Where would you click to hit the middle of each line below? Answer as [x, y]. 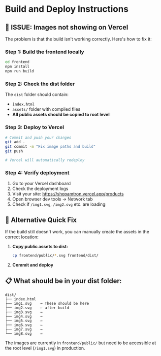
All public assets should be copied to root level [61, 115]
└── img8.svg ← [24, 333]
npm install [17, 67]
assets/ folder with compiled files [46, 109]
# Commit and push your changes [38, 137]
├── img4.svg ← [24, 316]
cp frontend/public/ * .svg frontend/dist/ [55, 256]
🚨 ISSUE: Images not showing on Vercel [67, 27]
